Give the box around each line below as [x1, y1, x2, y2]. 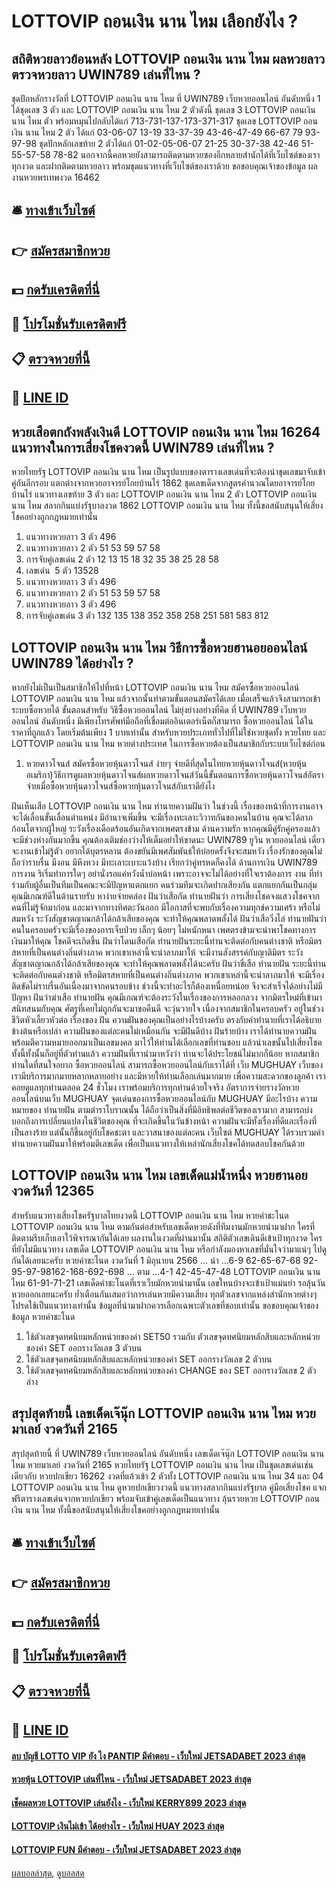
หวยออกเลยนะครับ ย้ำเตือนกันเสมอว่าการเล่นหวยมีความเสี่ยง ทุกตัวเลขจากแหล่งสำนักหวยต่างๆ [11, 1288, 318, 1300]
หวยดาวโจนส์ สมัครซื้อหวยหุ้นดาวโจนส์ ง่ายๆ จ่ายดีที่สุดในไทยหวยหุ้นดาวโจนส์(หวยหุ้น [25, 757, 308, 769]
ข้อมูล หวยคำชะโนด [11, 1310, 76, 1322]
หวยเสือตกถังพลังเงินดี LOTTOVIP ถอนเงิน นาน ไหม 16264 [11, 423, 321, 440]
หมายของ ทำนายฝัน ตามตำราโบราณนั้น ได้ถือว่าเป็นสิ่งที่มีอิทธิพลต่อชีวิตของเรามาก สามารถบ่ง [11, 1103, 313, 1115]
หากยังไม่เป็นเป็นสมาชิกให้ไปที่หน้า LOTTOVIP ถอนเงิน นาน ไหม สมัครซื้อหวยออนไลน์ [11, 681, 300, 693]
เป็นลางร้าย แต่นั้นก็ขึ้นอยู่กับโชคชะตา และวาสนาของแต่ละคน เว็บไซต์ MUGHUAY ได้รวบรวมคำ [11, 1126, 324, 1138]
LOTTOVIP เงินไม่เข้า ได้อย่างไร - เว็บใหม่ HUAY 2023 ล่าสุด [11, 1820, 225, 1832]
